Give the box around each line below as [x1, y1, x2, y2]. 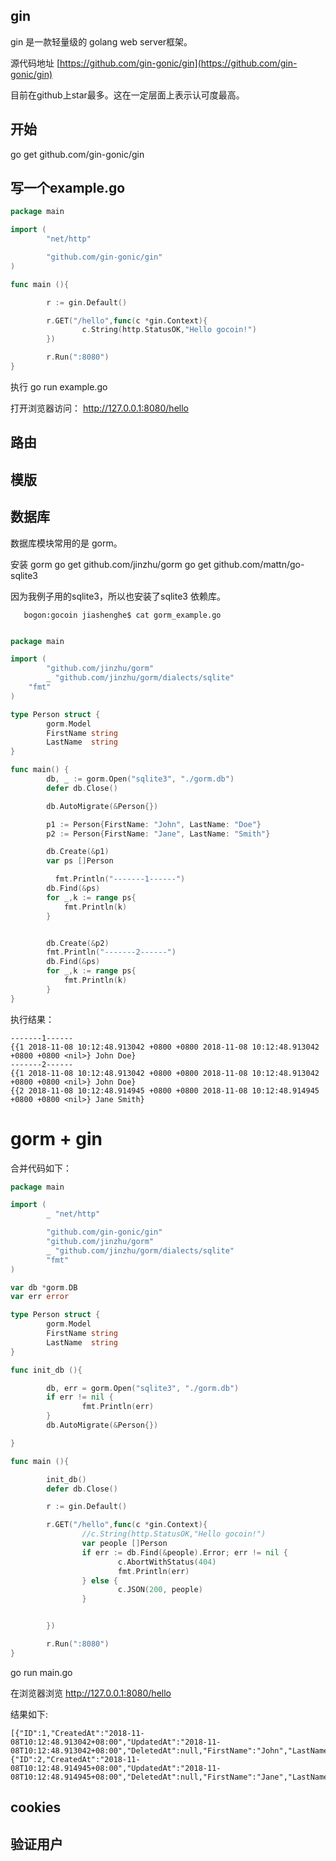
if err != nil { [46, 1392, 114, 1403]
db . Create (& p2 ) [46, 938, 110, 948]
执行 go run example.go [10, 380, 108, 393]
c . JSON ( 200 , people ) [117, 1585, 203, 1595]
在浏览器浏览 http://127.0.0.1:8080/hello [10, 1687, 172, 1699]
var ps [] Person [46, 856, 114, 866]
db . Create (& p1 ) [46, 847, 110, 857]
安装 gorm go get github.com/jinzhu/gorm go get [10, 558, 212, 570]
